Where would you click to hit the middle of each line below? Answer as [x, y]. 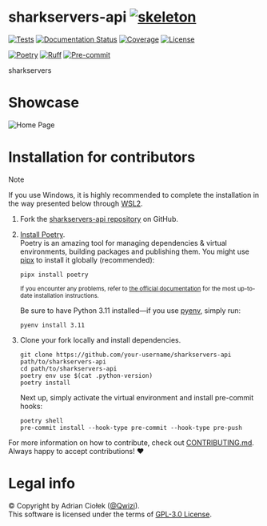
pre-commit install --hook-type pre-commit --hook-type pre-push [131, 428]
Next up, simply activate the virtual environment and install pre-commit [137, 397]
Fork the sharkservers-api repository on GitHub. [99, 219]
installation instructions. [67, 295]
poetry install [45, 383]
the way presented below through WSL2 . [76, 203]
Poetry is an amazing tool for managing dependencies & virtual [124, 243]
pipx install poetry [54, 275]
